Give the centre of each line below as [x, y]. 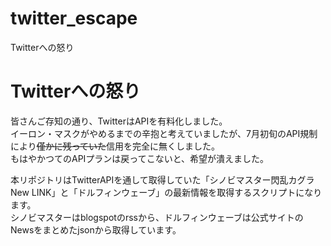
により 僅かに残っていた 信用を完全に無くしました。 [115, 146]
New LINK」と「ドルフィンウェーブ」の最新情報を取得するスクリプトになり [166, 192]
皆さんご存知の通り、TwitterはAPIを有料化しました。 [119, 121]
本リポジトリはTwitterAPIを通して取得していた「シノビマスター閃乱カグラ [162, 179]
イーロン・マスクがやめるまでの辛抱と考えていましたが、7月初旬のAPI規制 [164, 133]
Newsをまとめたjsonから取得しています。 [96, 229]
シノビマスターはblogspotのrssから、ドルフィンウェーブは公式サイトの [157, 217]
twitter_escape [74, 18]
